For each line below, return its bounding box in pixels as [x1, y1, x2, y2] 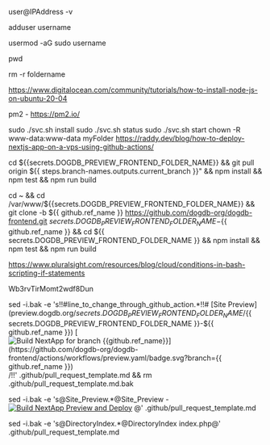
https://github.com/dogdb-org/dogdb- [124, 208, 252, 217]
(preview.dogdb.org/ [8, 308, 77, 317]
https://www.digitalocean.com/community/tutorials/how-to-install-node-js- [8, 85, 258, 94]
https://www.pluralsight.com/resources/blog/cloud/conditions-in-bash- [8, 259, 246, 269]
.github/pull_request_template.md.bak [8, 379, 135, 388]
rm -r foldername [8, 69, 66, 79]
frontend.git [8, 216, 48, 225]
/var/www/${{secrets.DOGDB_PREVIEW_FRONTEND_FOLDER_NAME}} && [8, 199, 255, 208]
